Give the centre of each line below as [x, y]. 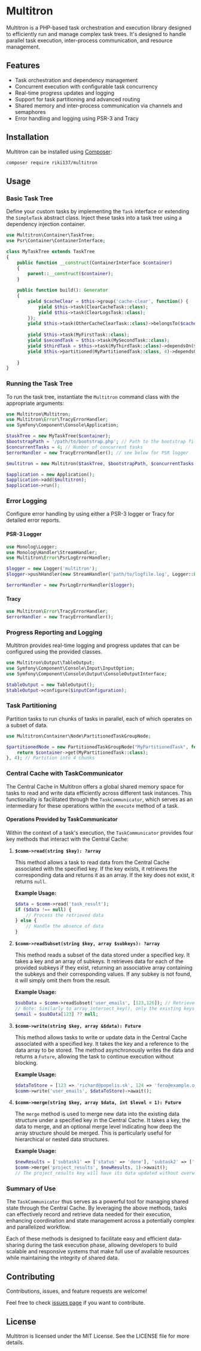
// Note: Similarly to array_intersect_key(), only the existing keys [105, 1009]
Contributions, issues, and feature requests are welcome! [77, 1291]
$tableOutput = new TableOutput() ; [51, 685]
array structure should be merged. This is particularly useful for [93, 1133]
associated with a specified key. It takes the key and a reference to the [102, 1043]
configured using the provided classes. [54, 652]
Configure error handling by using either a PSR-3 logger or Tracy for [90, 514]
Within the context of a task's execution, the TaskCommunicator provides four [100, 832]
